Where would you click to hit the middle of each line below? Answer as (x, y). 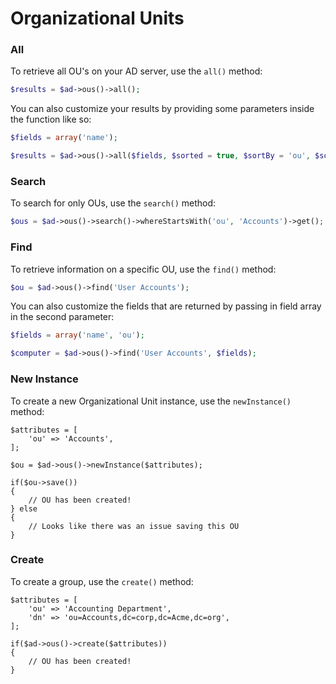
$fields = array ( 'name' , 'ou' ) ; (77, 335)
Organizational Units (97, 18)
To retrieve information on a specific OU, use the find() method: (143, 269)
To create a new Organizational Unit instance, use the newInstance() (151, 401)
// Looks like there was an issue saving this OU (134, 526)
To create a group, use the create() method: (102, 581)
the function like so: (51, 119)
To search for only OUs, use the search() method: (113, 203)
